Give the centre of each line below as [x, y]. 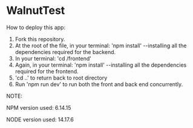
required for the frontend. [47, 71]
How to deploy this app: [36, 27]
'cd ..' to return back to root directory [61, 78]
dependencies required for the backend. [65, 52]
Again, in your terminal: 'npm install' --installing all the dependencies [101, 65]
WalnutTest [36, 11]
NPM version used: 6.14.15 [39, 107]
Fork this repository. [40, 39]
